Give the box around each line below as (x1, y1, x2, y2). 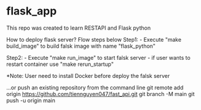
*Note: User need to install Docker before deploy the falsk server (6, 72, 171, 79)
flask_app (6, 4, 57, 18)
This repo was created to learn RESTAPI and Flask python (6, 24, 151, 31)
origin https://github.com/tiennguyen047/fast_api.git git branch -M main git (6, 90, 195, 97)
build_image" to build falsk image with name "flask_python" (6, 42, 156, 50)
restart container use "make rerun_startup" (6, 60, 114, 68)
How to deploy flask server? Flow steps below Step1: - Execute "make (6, 36, 182, 43)
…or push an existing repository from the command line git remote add (6, 83, 184, 91)
